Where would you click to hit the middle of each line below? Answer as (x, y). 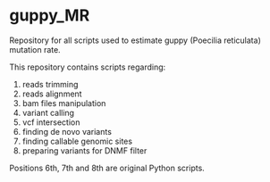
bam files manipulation (64, 103)
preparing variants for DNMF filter (84, 150)
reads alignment (52, 94)
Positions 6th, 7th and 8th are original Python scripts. (107, 168)
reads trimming (50, 84)
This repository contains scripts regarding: (88, 67)
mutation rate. (35, 49)
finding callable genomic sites (77, 141)
